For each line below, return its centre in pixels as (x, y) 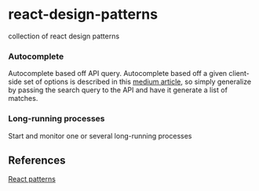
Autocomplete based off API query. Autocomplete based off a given (118, 74)
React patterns (32, 179)
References (37, 160)
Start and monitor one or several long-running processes (100, 135)
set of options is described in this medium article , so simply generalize (137, 82)
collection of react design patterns (64, 36)
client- (239, 74)
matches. (23, 99)
